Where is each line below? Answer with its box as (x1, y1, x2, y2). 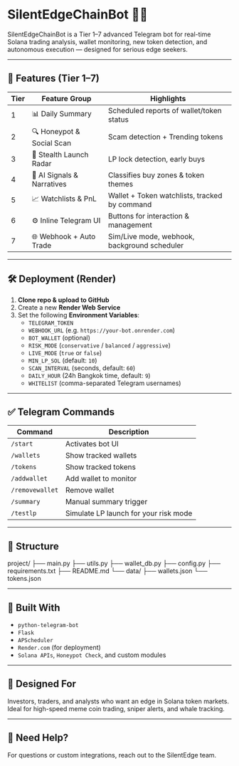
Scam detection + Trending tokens (107, 132, 223, 142)
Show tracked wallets (65, 451, 137, 461)
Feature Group (41, 93, 92, 103)
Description (108, 427, 149, 437)
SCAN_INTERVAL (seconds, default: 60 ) (28, 363, 136, 372)
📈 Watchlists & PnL (31, 194, 97, 204)
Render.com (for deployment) (17, 644, 101, 651)
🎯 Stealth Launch (31, 149, 89, 159)
